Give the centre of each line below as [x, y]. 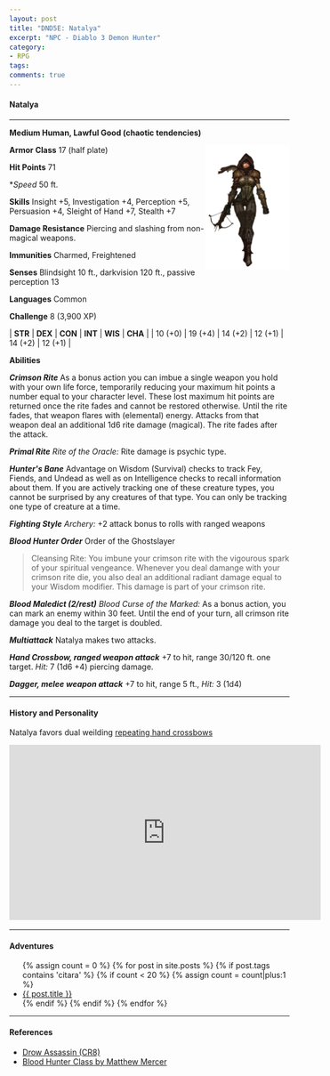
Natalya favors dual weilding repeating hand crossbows [111, 732]
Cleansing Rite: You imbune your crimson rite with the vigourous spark [160, 558]
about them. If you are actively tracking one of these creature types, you [142, 488]
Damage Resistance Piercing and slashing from [97, 229]
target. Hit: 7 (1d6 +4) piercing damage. [81, 667]
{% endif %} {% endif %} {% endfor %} [95, 1003]
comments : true [37, 76]
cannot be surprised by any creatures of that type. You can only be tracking [148, 498]
